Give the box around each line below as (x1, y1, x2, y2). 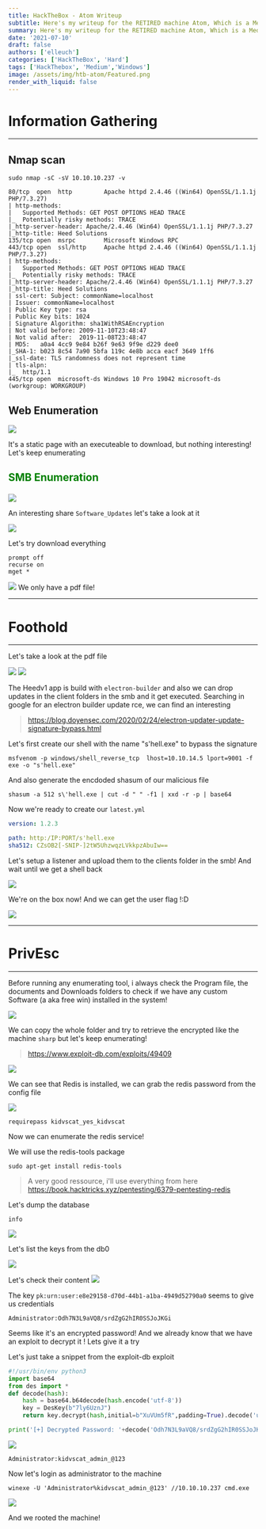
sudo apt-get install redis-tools (8, 1162, 123, 1170)
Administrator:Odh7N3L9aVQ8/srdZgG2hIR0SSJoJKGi (8, 1314, 172, 1322)
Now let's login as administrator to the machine (8, 1469, 162, 1478)
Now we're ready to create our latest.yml (8, 805, 146, 814)
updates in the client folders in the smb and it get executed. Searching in (8, 692, 245, 701)
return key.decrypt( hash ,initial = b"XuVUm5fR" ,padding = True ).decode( (22, 1412, 253, 1420)
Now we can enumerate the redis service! (8, 1131, 145, 1141)
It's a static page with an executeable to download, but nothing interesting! (8, 440, 252, 449)
